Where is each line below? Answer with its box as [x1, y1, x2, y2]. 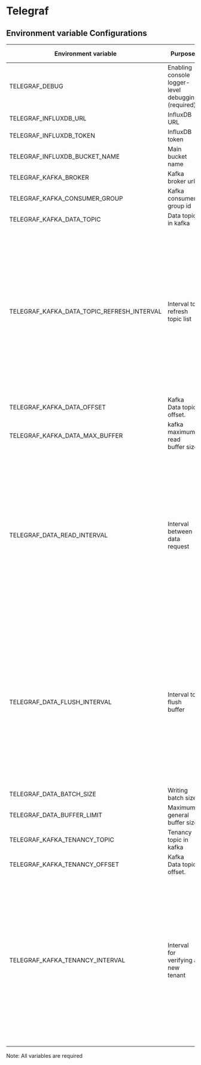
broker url [167, 177, 196, 185]
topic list [167, 315, 191, 323]
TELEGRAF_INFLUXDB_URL [9, 114, 87, 122]
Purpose [170, 50, 196, 57]
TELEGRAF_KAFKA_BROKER [9, 174, 90, 181]
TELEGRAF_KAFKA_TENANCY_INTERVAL [9, 956, 126, 964]
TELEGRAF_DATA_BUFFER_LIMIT [9, 811, 103, 819]
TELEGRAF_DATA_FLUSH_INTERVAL [9, 698, 112, 706]
